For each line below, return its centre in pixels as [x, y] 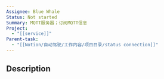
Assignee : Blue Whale [33, 12]
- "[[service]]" [32, 34]
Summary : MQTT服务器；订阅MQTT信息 [47, 23]
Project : [17, 28]
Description [28, 69]
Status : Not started [32, 17]
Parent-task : [22, 39]
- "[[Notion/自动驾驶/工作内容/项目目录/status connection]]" [85, 45]
